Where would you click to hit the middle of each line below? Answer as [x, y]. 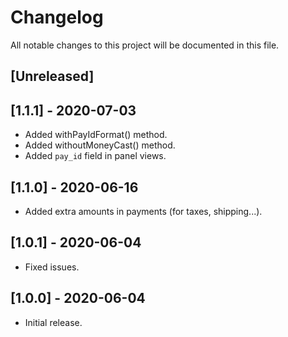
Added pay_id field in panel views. [95, 156]
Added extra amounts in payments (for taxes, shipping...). [143, 211]
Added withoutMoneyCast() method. [100, 145]
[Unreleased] [52, 76]
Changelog [57, 17]
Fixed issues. [52, 267]
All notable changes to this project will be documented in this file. [145, 45]
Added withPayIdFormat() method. [96, 135]
